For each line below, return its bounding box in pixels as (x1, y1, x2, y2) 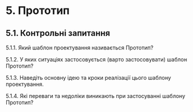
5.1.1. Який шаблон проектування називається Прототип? (5, 44, 153, 51)
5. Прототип (5, 4, 70, 18)
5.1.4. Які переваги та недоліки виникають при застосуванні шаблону (5, 93, 186, 99)
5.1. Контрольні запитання (5, 28, 110, 38)
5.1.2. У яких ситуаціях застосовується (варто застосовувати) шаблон (5, 56, 188, 63)
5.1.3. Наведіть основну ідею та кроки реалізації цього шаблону (5, 74, 172, 81)
